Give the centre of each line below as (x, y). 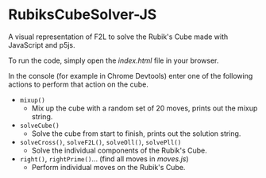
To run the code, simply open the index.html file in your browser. (114, 60)
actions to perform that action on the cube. (78, 84)
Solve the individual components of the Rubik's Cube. (120, 150)
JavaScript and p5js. (42, 44)
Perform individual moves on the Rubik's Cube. (108, 167)
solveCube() (39, 126)
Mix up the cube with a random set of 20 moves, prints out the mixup (145, 108)
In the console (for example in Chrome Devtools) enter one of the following (131, 75)
